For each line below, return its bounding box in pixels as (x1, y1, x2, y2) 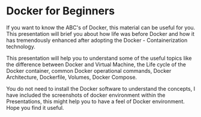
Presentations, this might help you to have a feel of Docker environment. (6, 97, 185, 105)
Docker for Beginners (6, 4, 115, 18)
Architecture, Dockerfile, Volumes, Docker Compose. (6, 73, 137, 81)
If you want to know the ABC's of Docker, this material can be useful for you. (6, 24, 196, 31)
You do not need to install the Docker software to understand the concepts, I (6, 85, 196, 92)
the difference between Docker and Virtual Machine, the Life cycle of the (6, 61, 186, 68)
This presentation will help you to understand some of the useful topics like (6, 54, 192, 61)
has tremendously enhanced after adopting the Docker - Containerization (6, 36, 188, 44)
